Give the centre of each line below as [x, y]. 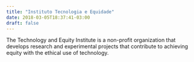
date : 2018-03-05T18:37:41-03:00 [48, 17]
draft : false [23, 23]
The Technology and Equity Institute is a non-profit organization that [91, 40]
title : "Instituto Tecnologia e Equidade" [60, 12]
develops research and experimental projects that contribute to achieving [97, 46]
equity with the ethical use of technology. [58, 53]
